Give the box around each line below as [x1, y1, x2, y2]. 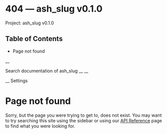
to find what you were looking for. [5, 123, 75, 129]
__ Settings [5, 77, 28, 84]
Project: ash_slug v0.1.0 [5, 20, 54, 26]
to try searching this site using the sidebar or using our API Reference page [5, 117, 162, 123]
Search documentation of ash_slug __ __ [5, 68, 89, 74]
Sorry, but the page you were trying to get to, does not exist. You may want [5, 112, 162, 118]
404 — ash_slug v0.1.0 [5, 3, 103, 15]
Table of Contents [5, 35, 63, 43]
